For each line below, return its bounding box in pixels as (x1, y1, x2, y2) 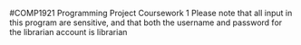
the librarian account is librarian (9, 27, 128, 37)
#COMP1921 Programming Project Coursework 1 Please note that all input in (9, 8, 293, 18)
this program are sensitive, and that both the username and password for (9, 17, 283, 28)
